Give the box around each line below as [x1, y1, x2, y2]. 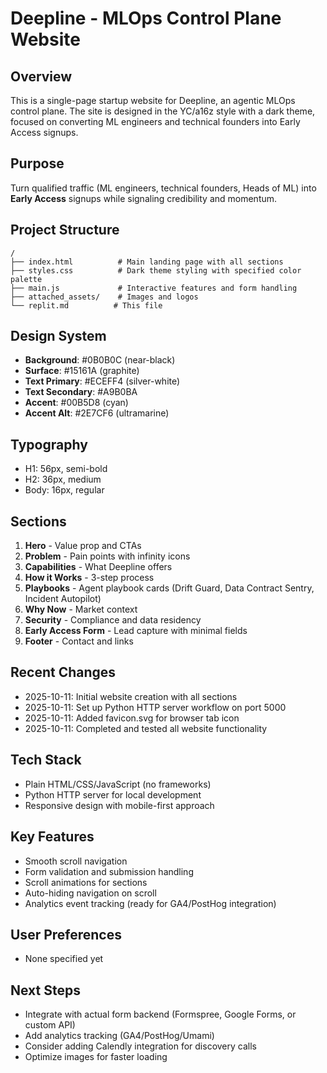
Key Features [10, 828, 95, 846]
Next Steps [10, 982, 81, 999]
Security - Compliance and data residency [24, 614, 202, 626]
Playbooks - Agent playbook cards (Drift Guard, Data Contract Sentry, [24, 582, 315, 594]
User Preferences [10, 926, 122, 943]
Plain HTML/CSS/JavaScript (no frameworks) [24, 778, 212, 790]
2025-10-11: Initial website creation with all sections [24, 690, 238, 702]
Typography [10, 436, 88, 453]
